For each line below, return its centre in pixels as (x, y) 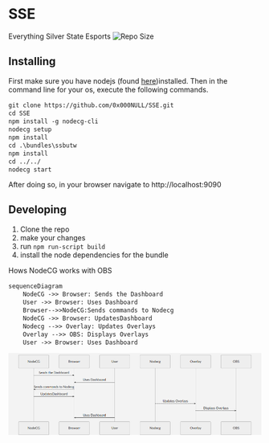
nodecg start (30, 170)
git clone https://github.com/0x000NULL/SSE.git (91, 105)
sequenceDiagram (35, 286)
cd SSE (19, 113)
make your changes (53, 237)
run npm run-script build (63, 246)
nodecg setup (30, 129)
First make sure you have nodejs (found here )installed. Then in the (118, 80)
